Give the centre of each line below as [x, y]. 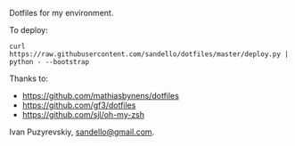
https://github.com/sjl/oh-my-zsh [83, 114]
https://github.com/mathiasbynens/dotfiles [101, 96]
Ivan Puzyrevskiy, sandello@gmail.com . [82, 132]
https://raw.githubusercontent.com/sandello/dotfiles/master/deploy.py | [149, 54]
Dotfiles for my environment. [61, 13]
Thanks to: [29, 78]
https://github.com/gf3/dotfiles [79, 105]
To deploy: [29, 30]
